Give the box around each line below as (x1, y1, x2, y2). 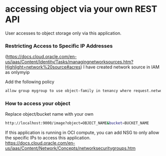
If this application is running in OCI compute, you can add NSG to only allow (5, 129, 160, 136)
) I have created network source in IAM (80, 64, 160, 70)
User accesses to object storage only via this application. (5, 30, 122, 36)
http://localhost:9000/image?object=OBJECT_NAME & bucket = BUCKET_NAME (5, 121, 149, 126)
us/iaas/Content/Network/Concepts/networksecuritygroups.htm (5, 145, 136, 151)
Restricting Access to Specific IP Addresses (5, 42, 113, 49)
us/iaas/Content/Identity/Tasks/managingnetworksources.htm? (5, 59, 133, 65)
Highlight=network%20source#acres (5, 64, 81, 70)
